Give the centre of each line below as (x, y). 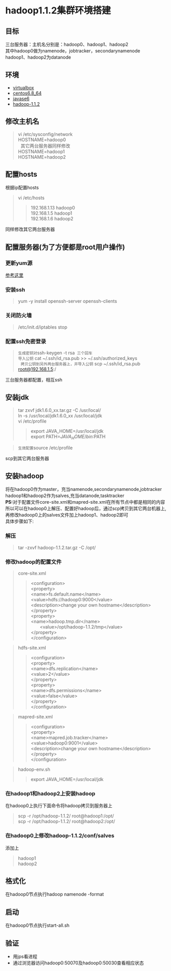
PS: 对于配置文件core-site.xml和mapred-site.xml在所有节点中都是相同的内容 (85, 502)
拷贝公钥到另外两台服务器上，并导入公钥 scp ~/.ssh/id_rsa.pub (80, 364)
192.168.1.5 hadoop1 (51, 213)
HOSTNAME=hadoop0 (42, 140)
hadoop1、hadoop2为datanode (38, 57)
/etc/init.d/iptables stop (43, 327)
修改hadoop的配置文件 (33, 562)
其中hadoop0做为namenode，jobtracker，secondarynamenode (73, 51)
